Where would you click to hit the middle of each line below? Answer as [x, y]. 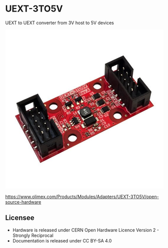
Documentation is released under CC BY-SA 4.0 [62, 240]
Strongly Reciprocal [33, 235]
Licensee [20, 218]
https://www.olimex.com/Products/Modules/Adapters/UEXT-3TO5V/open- [82, 197]
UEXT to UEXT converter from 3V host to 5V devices [60, 23]
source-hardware [23, 202]
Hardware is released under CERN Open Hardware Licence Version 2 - [86, 230]
